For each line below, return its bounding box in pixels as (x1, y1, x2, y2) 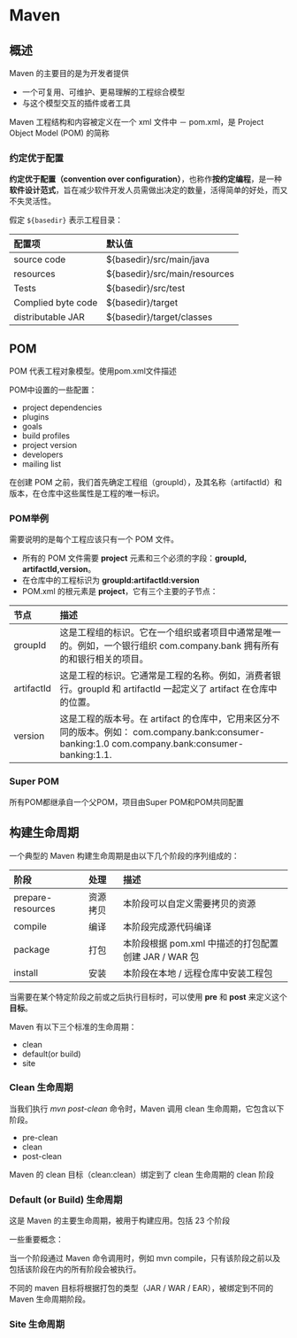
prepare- (13, 891, 53, 903)
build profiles (21, 430, 71, 441)
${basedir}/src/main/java (105, 253, 210, 266)
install (13, 966, 38, 978)
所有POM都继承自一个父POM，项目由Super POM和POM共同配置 (9, 796, 245, 807)
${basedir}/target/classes (105, 311, 213, 323)
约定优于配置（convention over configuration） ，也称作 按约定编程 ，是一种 (9, 174, 283, 184)
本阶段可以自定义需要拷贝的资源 (123, 897, 256, 909)
